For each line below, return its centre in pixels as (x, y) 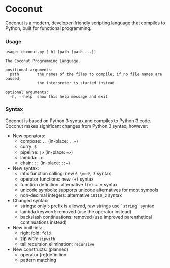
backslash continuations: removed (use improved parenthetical (86, 217)
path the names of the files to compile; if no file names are (86, 74)
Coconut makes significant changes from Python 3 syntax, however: (77, 126)
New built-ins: (27, 227)
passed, (13, 79)
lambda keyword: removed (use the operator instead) (76, 211)
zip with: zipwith (38, 238)
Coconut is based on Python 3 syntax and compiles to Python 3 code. (78, 121)
